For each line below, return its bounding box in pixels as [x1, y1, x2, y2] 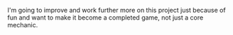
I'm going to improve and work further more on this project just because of [7, 6, 226, 14]
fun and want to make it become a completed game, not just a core [7, 13, 204, 22]
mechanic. [7, 21, 38, 29]
